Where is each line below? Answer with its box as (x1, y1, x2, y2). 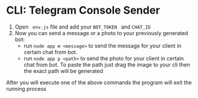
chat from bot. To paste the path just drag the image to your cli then (23, 61, 190, 68)
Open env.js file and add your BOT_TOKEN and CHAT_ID (14, 23, 151, 30)
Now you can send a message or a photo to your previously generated (14, 29, 188, 36)
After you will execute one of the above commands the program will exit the (6, 78, 192, 86)
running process (6, 85, 47, 92)
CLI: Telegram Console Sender (6, 4, 160, 17)
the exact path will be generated (23, 67, 103, 74)
